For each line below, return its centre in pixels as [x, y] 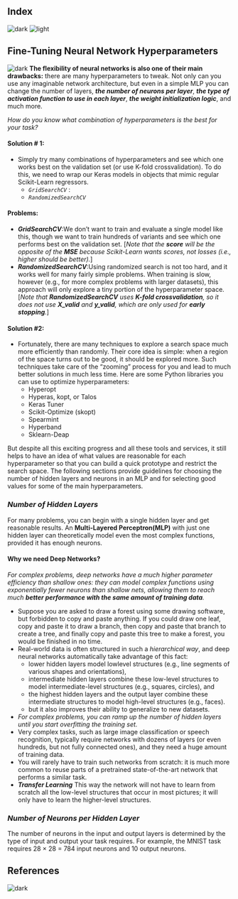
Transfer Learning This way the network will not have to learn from [116, 785]
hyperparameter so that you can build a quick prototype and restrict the [112, 464]
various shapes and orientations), [77, 671]
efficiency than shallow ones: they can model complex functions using [111, 582]
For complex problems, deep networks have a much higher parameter [110, 574]
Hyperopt [42, 389]
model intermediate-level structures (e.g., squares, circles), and [121, 686]
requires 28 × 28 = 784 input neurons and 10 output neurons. [97, 849]
